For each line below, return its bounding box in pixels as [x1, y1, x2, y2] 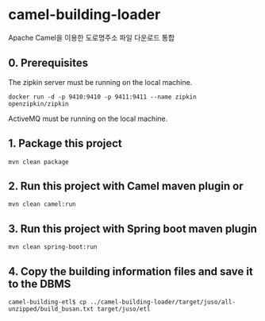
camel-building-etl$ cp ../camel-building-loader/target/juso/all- [8, 298, 236, 306]
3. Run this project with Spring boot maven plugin [8, 222, 258, 235]
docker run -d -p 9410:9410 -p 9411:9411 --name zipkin [8, 93, 197, 101]
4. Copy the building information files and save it [8, 265, 254, 278]
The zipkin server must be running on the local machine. [8, 77, 193, 87]
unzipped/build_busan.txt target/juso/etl [8, 305, 151, 313]
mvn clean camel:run [8, 200, 77, 208]
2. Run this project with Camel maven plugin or [8, 179, 244, 192]
